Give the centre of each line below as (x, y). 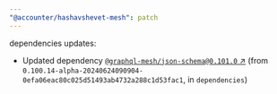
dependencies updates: (53, 43)
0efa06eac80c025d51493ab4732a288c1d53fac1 (103, 80)
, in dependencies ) (216, 79)
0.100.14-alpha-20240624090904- (82, 71)
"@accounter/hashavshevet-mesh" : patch (84, 17)
